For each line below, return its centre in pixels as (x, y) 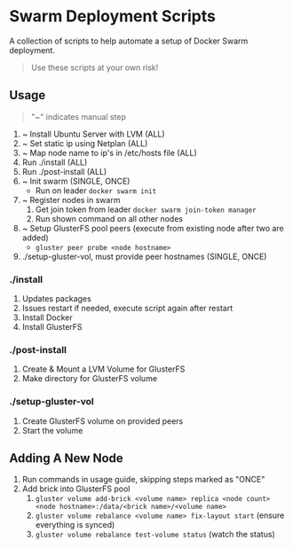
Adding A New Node (67, 458)
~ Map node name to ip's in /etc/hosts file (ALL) (109, 153)
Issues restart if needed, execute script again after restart (127, 309)
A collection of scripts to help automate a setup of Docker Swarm (129, 41)
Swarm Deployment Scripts (112, 16)
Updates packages (56, 299)
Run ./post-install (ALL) (64, 171)
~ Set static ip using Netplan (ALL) (85, 143)
